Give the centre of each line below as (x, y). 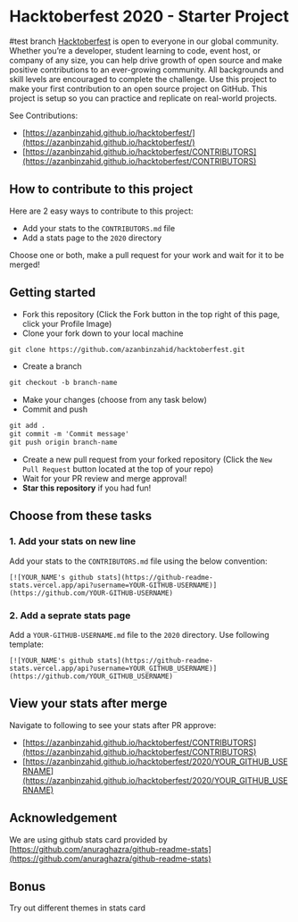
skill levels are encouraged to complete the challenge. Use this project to (143, 79)
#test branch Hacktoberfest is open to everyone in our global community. (144, 41)
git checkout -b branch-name (63, 383)
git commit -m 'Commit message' (69, 434)
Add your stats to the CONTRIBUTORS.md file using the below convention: (138, 561)
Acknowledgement (63, 818)
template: (27, 644)
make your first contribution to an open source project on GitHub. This (138, 88)
